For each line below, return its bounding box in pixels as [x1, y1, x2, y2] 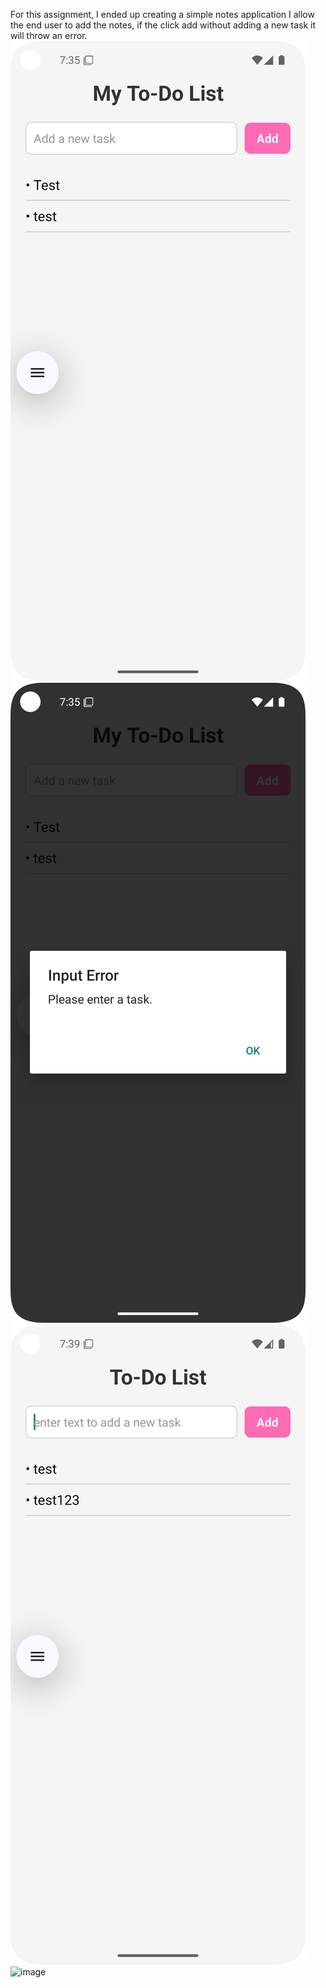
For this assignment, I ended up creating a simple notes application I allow [10, 9, 315, 20]
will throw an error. [10, 30, 88, 41]
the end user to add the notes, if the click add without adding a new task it [10, 19, 317, 31]
